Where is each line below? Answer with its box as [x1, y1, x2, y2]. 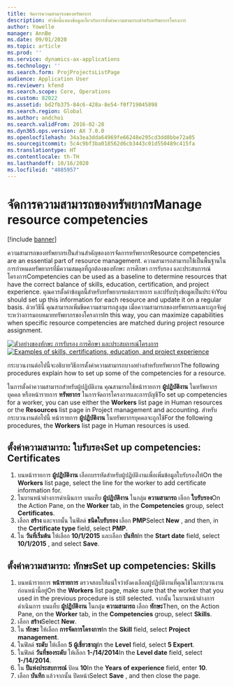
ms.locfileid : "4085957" [7, 166, 80, 173]
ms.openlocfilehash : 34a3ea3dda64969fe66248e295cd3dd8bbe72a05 [7, 134, 196, 141]
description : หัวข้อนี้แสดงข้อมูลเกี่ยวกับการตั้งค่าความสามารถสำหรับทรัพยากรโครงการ [7, 17, 187, 24]
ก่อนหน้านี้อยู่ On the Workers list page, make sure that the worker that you [17, 586, 224, 595]
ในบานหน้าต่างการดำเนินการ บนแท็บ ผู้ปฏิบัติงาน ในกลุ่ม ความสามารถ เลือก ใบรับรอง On [17, 494, 221, 502]
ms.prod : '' [7, 50, 42, 57]
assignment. [7, 326, 43, 334]
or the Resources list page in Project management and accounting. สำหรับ [7, 405, 217, 413]
